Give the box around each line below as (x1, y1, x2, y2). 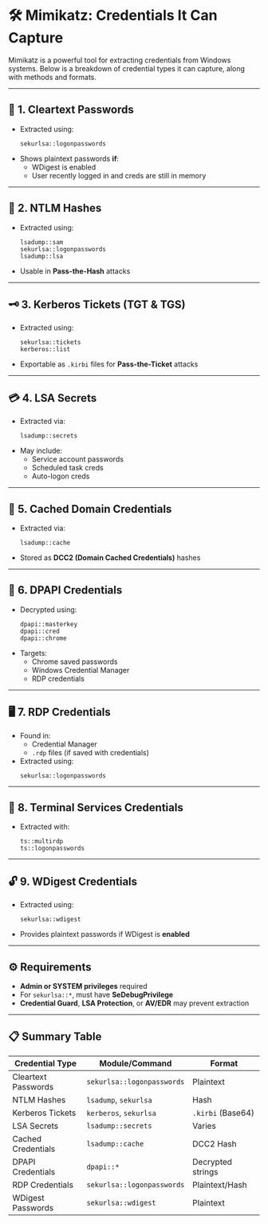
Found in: (19, 730, 51, 740)
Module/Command (99, 1058, 172, 1069)
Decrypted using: (19, 605, 77, 614)
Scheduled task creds (31, 463, 104, 473)
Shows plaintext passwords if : (19, 154, 120, 163)
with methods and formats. (8, 72, 97, 82)
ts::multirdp (19, 838, 64, 846)
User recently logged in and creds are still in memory (31, 170, 207, 180)
